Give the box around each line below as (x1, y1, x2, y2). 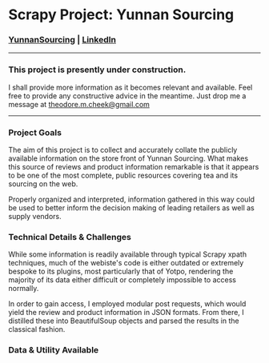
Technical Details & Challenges (8, 232, 132, 242)
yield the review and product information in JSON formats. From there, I (8, 308, 244, 317)
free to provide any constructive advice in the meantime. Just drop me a (8, 90, 247, 101)
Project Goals (8, 126, 62, 138)
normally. (8, 284, 39, 293)
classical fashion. (8, 325, 66, 334)
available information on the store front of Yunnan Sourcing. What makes (8, 154, 249, 163)
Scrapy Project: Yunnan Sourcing (8, 6, 235, 24)
